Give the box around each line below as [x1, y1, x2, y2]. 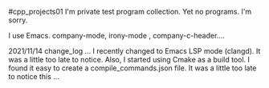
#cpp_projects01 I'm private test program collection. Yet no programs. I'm [8, 7, 252, 16]
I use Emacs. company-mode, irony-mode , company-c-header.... [8, 31, 225, 40]
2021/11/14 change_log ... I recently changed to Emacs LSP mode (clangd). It [8, 46, 261, 55]
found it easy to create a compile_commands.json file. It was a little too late [8, 63, 257, 73]
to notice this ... [8, 72, 60, 81]
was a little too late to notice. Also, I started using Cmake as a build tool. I [8, 55, 251, 64]
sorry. [8, 15, 28, 25]
